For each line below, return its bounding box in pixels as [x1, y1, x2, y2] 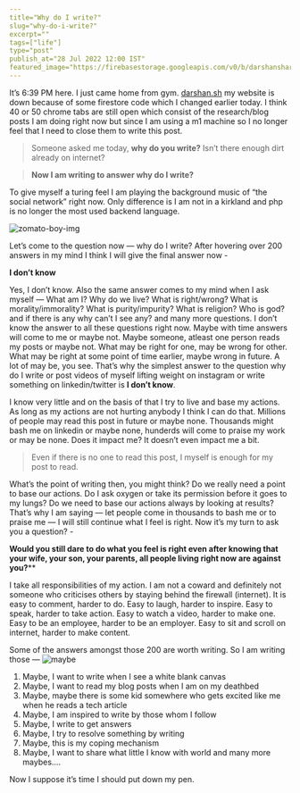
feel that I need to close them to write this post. [9, 125, 183, 136]
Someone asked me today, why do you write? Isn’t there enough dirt [30, 142, 285, 153]
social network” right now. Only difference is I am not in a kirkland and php [9, 196, 284, 206]
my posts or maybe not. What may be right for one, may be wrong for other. [9, 341, 287, 352]
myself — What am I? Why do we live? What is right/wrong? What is [9, 294, 259, 305]
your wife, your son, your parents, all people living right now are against [9, 553, 281, 563]
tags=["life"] [9, 38, 62, 47]
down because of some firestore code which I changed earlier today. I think [9, 96, 287, 107]
